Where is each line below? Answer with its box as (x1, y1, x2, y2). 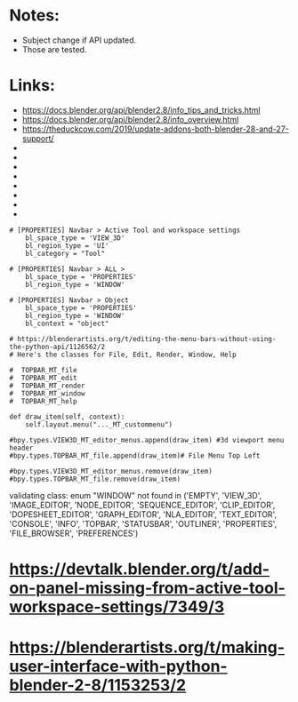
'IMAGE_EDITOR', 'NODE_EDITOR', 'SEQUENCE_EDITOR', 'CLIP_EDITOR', (9, 499, 276, 510)
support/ (21, 132, 55, 143)
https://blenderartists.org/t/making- (9, 637, 286, 658)
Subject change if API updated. (21, 35, 137, 45)
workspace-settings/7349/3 (9, 597, 225, 618)
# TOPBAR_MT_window (9, 388, 86, 398)
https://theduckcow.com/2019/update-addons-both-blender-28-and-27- (21, 124, 289, 134)
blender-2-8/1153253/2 (9, 675, 187, 696)
